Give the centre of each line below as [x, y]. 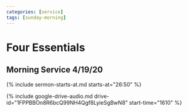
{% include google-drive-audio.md [50, 96]
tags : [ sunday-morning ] [36, 18]
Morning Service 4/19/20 [55, 70]
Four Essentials [46, 48]
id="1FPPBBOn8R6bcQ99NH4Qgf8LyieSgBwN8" [67, 102]
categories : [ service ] [35, 12]
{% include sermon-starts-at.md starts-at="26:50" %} [74, 84]
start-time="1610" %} [156, 102]
